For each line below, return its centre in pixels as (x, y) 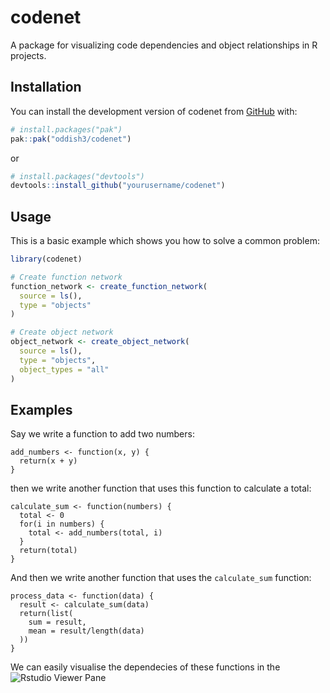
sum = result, (57, 622)
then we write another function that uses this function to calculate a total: (161, 488)
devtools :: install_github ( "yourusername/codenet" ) (118, 186)
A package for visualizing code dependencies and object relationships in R (164, 45)
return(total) (48, 551)
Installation (46, 87)
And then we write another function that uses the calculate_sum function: (161, 578)
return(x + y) (48, 461)
